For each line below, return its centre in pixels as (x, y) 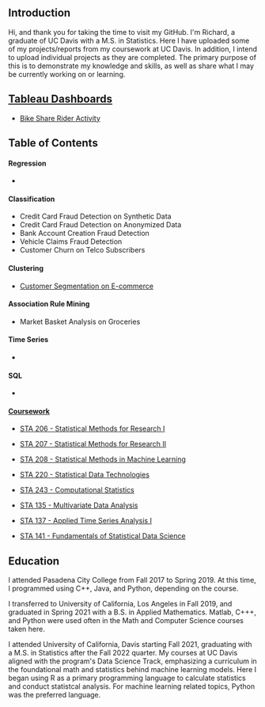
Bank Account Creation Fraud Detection (85, 234)
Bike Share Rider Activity (60, 118)
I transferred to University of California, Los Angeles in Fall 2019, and (120, 604)
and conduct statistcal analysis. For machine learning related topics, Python (132, 686)
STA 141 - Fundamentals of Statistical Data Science (102, 536)
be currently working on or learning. (67, 74)
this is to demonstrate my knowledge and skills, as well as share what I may (131, 66)
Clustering (26, 268)
